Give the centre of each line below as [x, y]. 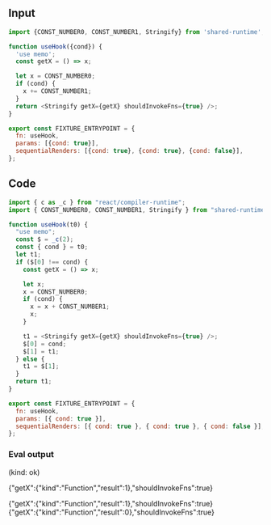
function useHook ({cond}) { [56, 47]
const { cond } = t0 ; [52, 247]
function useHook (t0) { [48, 224]
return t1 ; [34, 382]
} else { [30, 359]
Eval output [31, 455]
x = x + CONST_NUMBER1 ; [70, 307]
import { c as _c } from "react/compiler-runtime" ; [97, 202]
